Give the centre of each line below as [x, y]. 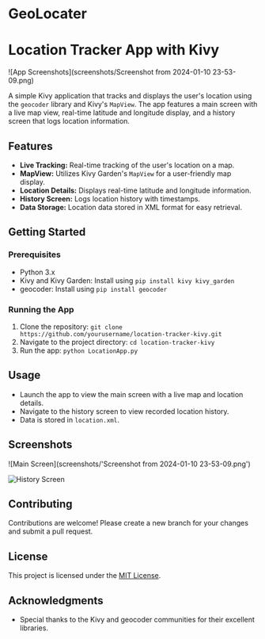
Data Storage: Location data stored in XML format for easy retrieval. [131, 207]
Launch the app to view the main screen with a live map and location [131, 394]
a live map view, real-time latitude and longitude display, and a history [122, 113]
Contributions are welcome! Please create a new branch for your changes [129, 523]
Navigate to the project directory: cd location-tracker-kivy [117, 342]
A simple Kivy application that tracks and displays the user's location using [130, 96]
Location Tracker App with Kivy [114, 50]
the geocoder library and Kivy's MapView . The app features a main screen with [133, 105]
